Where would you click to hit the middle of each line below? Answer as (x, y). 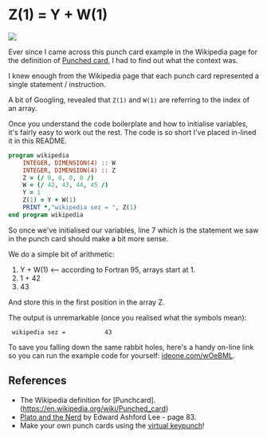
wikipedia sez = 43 (62, 332)
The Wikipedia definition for (65, 400)
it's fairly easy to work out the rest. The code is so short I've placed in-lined (132, 132)
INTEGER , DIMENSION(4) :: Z (69, 170)
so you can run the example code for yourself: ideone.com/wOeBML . (122, 355)
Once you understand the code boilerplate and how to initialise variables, (128, 123)
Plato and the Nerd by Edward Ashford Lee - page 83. (108, 416)
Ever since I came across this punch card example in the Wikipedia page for (133, 52)
